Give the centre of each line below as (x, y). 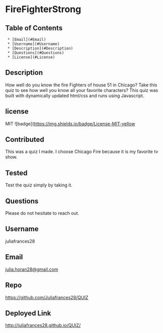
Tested (16, 173)
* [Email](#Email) (27, 39)
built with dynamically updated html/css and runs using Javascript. (75, 96)
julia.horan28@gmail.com (32, 269)
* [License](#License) (31, 57)
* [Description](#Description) (40, 49)
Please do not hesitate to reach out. (42, 213)
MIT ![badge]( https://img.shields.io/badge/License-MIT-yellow (70, 124)
